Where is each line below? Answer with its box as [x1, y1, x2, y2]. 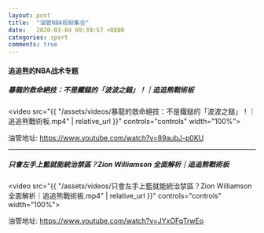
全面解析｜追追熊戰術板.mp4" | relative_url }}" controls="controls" [8, 191, 222, 200]
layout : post [8, 11, 51, 20]
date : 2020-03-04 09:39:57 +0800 [8, 26, 125, 34]
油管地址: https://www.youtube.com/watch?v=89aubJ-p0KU [8, 133, 204, 142]
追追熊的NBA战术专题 [8, 66, 79, 75]
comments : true [8, 41, 58, 49]
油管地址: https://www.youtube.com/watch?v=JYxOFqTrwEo [8, 216, 204, 225]
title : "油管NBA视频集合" [8, 19, 90, 27]
